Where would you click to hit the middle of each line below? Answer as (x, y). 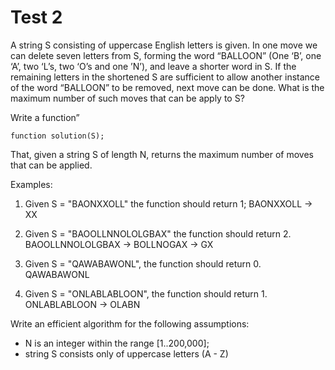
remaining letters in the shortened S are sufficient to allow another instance (165, 77)
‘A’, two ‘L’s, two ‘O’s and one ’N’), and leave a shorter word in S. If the (153, 66)
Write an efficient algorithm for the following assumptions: (130, 323)
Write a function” (45, 117)
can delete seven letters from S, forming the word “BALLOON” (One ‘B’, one (166, 55)
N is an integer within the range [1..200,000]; (117, 343)
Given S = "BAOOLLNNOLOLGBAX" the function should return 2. (158, 233)
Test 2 (36, 17)
